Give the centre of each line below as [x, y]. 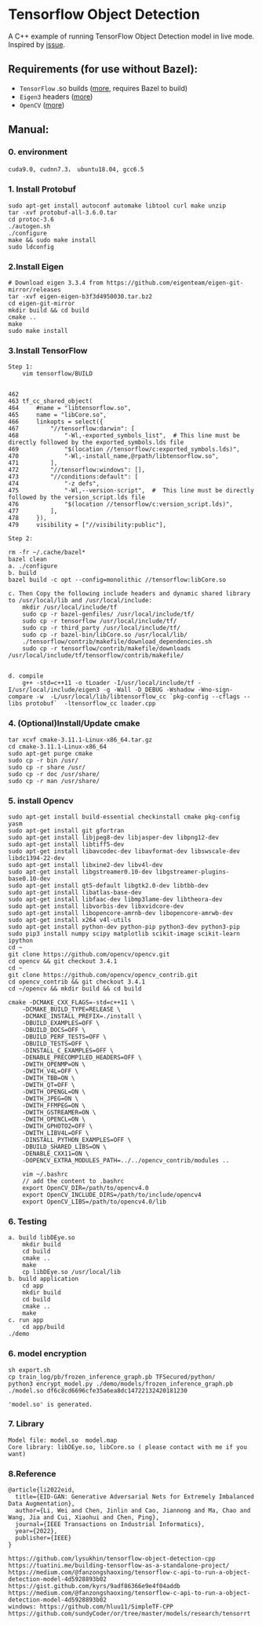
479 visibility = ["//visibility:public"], [87, 525]
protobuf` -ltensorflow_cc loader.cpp [91, 704]
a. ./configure [33, 566]
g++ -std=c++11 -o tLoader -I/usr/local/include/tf [108, 683]
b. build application [44, 1279]
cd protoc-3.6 [31, 219]
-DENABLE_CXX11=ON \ [56, 1153]
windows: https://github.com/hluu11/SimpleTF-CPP [91, 1607]
